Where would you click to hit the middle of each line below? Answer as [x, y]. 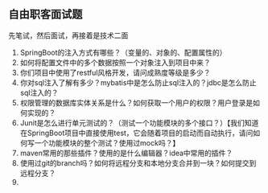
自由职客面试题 [45, 14]
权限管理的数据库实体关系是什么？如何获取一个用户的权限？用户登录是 [136, 102]
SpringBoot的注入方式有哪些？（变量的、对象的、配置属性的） [123, 52]
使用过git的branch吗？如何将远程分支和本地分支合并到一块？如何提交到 [138, 162]
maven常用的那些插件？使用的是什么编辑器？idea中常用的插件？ [126, 153]
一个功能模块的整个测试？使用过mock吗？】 [107, 142]
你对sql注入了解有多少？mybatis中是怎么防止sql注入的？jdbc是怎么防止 [138, 82]
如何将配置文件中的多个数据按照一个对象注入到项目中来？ [115, 62]
